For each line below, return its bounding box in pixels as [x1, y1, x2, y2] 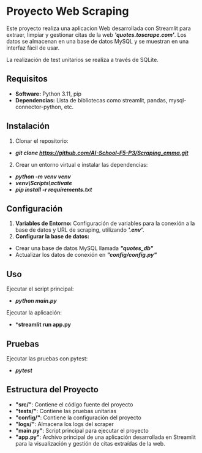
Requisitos [6, 74, 48, 84]
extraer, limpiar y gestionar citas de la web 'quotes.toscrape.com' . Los [6, 31, 187, 38]
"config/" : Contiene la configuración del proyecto [15, 414, 142, 421]
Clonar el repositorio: [15, 137, 69, 145]
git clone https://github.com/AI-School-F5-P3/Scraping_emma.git [15, 149, 189, 156]
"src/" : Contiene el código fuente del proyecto [15, 400, 133, 408]
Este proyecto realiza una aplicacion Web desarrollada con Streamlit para [6, 25, 191, 32]
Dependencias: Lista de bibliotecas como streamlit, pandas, [15, 96, 168, 104]
